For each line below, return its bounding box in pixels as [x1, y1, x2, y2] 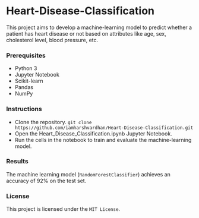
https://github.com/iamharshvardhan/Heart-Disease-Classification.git [14, 125, 194, 131]
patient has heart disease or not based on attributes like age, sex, [6, 30, 166, 37]
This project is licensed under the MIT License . [6, 206, 121, 213]
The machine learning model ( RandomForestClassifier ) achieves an [6, 170, 171, 178]
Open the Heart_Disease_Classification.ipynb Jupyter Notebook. [14, 129, 172, 137]
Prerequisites [6, 51, 46, 59]
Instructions [6, 105, 43, 113]
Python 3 [14, 65, 37, 72]
